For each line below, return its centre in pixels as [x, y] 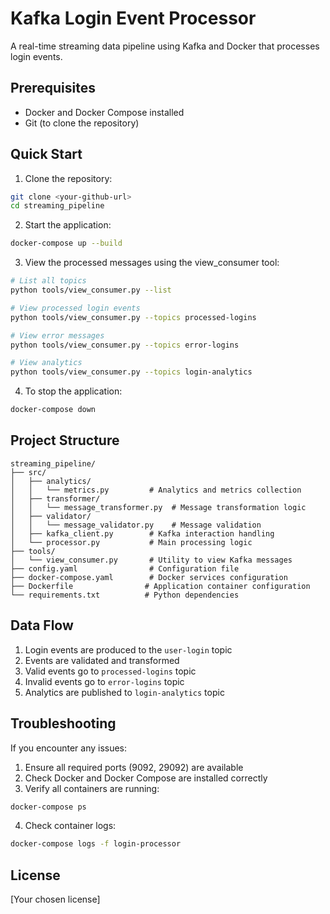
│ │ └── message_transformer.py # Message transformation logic [158, 507]
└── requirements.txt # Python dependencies [125, 595]
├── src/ [28, 472]
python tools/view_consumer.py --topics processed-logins [133, 317]
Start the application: [68, 225]
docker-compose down [53, 410]
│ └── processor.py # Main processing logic [131, 542]
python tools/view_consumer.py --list [91, 290]
